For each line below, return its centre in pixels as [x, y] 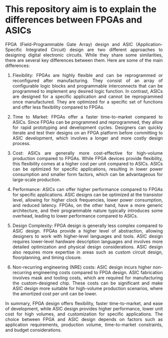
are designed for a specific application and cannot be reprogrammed [87, 96]
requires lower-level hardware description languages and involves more [87, 241]
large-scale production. [36, 179]
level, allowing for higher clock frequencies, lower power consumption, [87, 200]
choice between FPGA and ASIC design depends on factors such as [84, 319]
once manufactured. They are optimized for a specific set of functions [87, 101]
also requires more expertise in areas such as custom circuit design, [87, 252]
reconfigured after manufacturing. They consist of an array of [87, 80]
